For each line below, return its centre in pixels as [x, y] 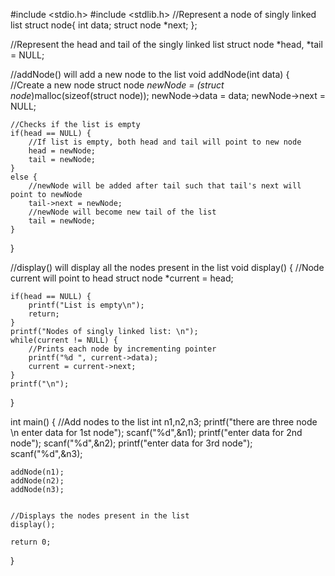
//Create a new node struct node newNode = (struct [117, 85]
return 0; [31, 542]
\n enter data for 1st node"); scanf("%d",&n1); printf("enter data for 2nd [156, 432]
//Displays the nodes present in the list [100, 516]
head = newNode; [62, 151]
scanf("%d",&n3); [46, 453]
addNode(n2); [37, 481]
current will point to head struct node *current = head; [122, 278]
